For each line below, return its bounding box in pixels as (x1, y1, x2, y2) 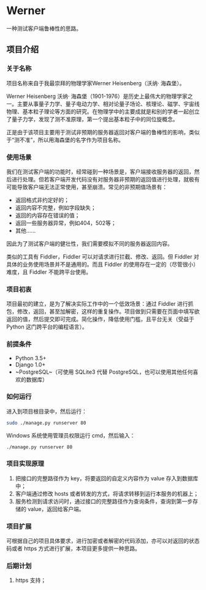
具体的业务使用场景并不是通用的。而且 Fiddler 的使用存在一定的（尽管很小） (6, 260, 199, 268)
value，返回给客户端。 (27, 505, 85, 512)
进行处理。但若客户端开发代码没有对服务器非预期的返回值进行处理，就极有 (11, 175, 200, 183)
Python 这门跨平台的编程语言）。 (6, 323, 88, 331)
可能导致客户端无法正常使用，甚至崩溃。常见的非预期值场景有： (6, 183, 167, 191)
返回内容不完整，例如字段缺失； (15, 203, 96, 211)
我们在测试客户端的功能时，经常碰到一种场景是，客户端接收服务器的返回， (6, 168, 194, 175)
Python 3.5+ (15, 354, 47, 361)
